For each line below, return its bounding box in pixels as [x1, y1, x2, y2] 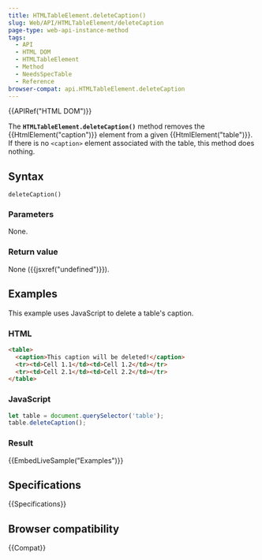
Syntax [8, 170, 44, 183]
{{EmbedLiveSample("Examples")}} [8, 455, 124, 465]
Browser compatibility [8, 522, 120, 536]
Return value [8, 246, 58, 257]
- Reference [15, 77, 55, 85]
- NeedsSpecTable [15, 70, 73, 78]
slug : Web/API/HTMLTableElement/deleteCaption [8, 19, 164, 27]
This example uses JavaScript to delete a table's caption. [8, 308, 194, 318]
